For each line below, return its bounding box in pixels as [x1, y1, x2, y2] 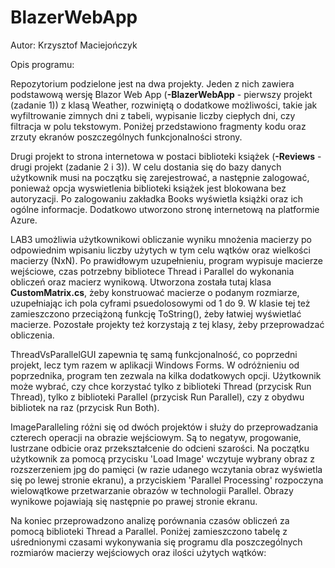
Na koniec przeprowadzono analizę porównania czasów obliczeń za [10, 514, 290, 526]
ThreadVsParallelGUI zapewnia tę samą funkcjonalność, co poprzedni [10, 348, 298, 360]
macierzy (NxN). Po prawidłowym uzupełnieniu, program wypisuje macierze [10, 254, 323, 266]
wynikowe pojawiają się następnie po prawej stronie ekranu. [10, 495, 258, 507]
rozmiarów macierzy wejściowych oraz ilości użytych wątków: [10, 546, 267, 558]
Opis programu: [10, 58, 75, 70]
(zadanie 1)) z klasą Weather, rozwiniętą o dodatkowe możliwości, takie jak [10, 99, 318, 111]
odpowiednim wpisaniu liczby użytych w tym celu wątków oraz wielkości [10, 244, 311, 256]
